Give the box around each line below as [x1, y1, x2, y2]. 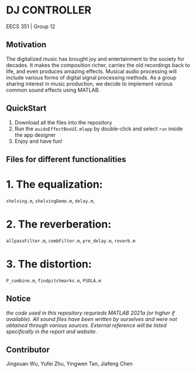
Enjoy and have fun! [14, 137, 63, 144]
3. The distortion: [6, 258, 92, 271]
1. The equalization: [6, 178, 103, 191]
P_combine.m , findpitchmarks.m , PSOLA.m [6, 277, 101, 284]
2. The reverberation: [6, 217, 112, 231]
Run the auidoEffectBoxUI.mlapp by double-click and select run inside [14, 125, 183, 132]
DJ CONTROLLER [6, 4, 92, 17]
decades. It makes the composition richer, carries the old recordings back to [6, 61, 190, 68]
